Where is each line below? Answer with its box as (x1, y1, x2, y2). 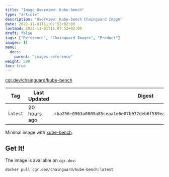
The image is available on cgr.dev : (5, 157, 76, 163)
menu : (5, 45, 17, 50)
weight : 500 (5, 59, 30, 64)
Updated (28, 96, 49, 103)
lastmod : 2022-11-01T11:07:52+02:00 (5, 26, 82, 31)
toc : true (5, 63, 26, 68)
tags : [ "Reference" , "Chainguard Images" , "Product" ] (5, 36, 121, 41)
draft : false (5, 31, 33, 36)
